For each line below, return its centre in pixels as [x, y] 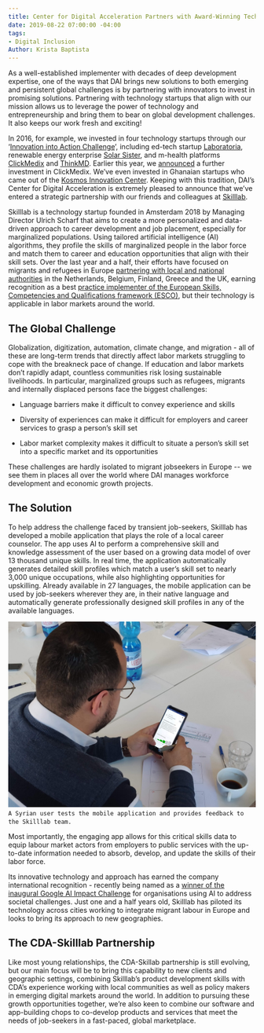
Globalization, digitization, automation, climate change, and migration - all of [132, 347]
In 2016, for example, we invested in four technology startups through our [127, 138]
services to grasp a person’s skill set [78, 427]
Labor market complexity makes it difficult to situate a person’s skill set [134, 443]
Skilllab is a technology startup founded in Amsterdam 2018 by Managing [126, 212]
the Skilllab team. [40, 822]
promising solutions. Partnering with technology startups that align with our [130, 98]
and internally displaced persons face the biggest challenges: [108, 389]
